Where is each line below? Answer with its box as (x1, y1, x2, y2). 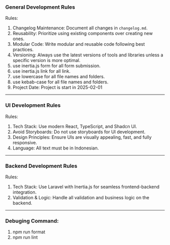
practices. (12, 47, 34, 53)
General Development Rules (5, 4, 75, 11)
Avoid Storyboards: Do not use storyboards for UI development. (12, 129, 146, 135)
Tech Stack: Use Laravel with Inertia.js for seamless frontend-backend (12, 183, 160, 190)
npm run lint (12, 234, 38, 240)
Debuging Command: (5, 217, 59, 224)
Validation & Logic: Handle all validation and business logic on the (12, 194, 149, 200)
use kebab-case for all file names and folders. (12, 79, 109, 85)
